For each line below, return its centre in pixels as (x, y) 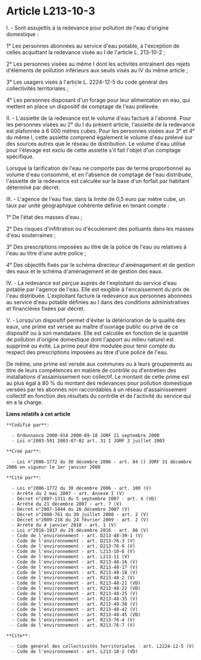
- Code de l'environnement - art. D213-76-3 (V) (73, 541)
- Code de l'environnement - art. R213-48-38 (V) (75, 604)
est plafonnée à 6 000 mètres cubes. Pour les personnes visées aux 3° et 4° (100, 131)
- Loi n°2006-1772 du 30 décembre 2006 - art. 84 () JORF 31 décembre (102, 462)
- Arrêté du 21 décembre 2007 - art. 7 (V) (67, 504)
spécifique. (20, 156)
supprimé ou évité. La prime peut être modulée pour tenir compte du (91, 346)
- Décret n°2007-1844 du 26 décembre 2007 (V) (71, 509)
